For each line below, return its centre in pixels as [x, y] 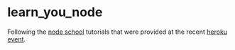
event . [17, 39]
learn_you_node [55, 12]
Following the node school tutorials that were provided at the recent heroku [117, 32]
